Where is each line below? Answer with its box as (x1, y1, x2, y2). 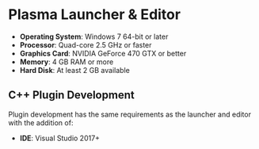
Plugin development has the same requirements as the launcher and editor (8, 109, 252, 119)
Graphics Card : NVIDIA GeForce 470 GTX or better (19, 48, 187, 58)
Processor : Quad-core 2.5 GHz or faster (19, 40, 152, 49)
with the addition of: (8, 117, 74, 128)
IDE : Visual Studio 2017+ (19, 133, 101, 143)
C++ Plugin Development (8, 89, 135, 102)
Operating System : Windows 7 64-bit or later (19, 32, 169, 41)
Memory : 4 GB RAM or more (19, 57, 114, 67)
